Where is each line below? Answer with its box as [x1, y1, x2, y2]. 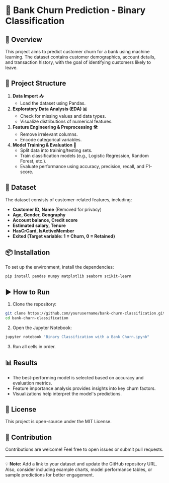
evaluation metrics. [12, 380, 52, 386]
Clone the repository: [12, 301, 57, 307]
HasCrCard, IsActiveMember [12, 227, 74, 233]
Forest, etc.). [20, 158, 47, 164]
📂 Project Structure [5, 79, 66, 88]
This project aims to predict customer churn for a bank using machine [5, 49, 150, 54]
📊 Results [5, 359, 38, 367]
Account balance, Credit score [12, 217, 78, 223]
